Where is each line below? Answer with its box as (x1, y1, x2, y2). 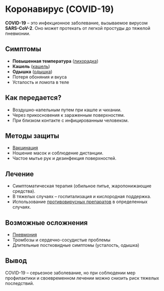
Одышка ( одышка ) (12, 69, 53, 74)
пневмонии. (5, 30, 31, 36)
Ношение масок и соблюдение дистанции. (12, 150, 103, 156)
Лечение (5, 170, 34, 178)
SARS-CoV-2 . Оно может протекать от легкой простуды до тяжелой (5, 25, 151, 31)
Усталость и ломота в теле (12, 79, 70, 85)
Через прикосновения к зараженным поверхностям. (12, 112, 125, 118)
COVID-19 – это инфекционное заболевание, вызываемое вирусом (5, 20, 148, 26)
